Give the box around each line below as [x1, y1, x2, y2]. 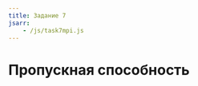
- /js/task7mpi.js [22, 26, 84, 34]
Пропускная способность [8, 61, 190, 79]
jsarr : [8, 19, 30, 27]
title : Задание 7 [8, 11, 67, 20]
